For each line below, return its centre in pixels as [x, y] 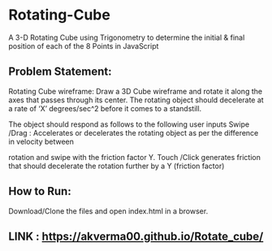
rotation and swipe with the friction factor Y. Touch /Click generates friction [135, 157]
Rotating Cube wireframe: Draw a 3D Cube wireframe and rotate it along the [135, 91]
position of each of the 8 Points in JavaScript [84, 45]
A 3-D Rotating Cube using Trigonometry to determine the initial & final [127, 37]
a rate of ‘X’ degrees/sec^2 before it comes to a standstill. [105, 108]
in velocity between [41, 141]
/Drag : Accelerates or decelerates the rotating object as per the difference [134, 132]
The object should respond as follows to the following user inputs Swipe [129, 124]
